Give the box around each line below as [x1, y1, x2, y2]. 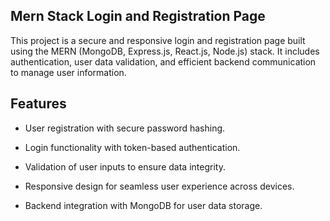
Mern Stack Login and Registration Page [10, 8, 266, 25]
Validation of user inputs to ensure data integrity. [24, 160, 226, 173]
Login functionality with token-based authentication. [24, 141, 241, 153]
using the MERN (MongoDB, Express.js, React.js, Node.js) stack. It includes [10, 45, 320, 57]
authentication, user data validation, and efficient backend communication [10, 55, 317, 68]
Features [10, 95, 67, 113]
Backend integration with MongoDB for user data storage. [24, 199, 263, 211]
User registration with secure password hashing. [24, 122, 226, 134]
